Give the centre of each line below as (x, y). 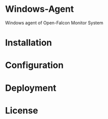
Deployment (31, 88)
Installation (29, 43)
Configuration (35, 65)
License (22, 110)
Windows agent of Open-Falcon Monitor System (54, 23)
